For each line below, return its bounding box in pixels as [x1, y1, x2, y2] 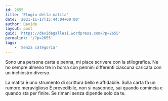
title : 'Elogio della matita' [5, 12, 69, 17]
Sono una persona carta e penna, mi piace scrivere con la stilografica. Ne [5, 59, 158, 65]
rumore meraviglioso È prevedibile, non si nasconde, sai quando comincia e [5, 84, 163, 91]
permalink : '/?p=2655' [5, 36, 53, 41]
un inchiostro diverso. [5, 69, 51, 76]
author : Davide [5, 21, 37, 27]
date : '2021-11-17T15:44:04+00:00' [5, 17, 80, 22]
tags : [5, 40, 17, 45]
